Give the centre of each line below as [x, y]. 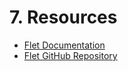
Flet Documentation [64, 45]
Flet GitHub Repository [70, 55]
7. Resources [63, 17]
